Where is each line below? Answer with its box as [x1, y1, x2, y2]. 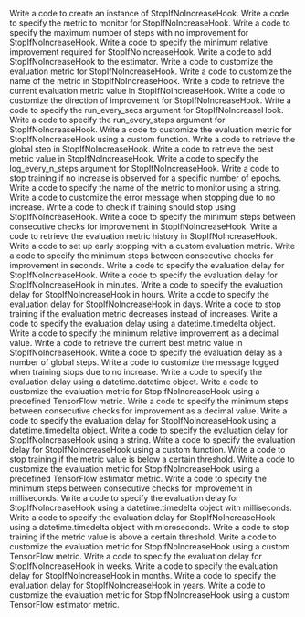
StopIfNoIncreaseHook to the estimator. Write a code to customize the [9, 57, 274, 67]
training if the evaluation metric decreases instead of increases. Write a [9, 308, 279, 319]
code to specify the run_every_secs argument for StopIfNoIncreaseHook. [9, 105, 284, 115]
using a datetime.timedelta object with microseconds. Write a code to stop [9, 522, 289, 532]
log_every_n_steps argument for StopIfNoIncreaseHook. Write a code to [9, 163, 279, 173]
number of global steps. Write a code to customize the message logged [9, 357, 279, 368]
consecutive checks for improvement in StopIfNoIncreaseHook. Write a [9, 221, 278, 232]
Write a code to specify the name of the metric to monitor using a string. [9, 183, 281, 193]
